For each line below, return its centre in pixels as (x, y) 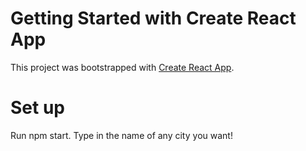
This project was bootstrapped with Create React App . (122, 67)
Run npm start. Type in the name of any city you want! (121, 135)
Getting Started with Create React (153, 18)
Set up (37, 108)
